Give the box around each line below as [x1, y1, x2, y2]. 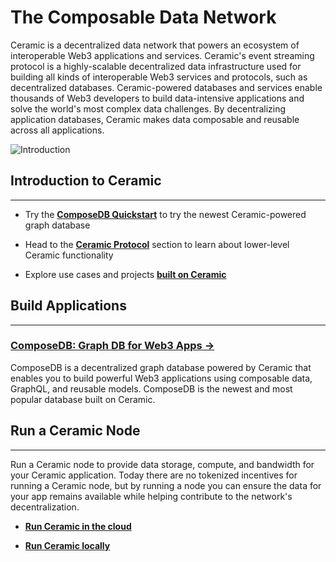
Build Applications [10, 297, 127, 315]
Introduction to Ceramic [10, 172, 162, 190]
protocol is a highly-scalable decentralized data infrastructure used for [10, 60, 302, 72]
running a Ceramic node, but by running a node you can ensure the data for [10, 479, 322, 491]
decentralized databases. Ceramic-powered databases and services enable [10, 81, 323, 93]
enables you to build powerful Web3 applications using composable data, [10, 372, 313, 384]
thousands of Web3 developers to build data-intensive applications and [10, 92, 305, 104]
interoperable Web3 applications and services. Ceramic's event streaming [10, 49, 315, 61]
